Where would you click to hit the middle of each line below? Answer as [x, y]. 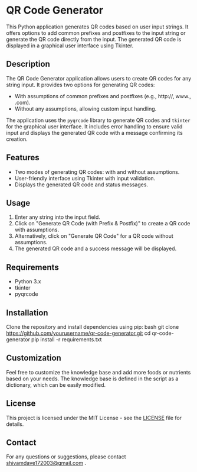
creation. [17, 139]
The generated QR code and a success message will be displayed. [96, 248]
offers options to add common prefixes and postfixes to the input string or [96, 33]
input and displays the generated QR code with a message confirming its [94, 132]
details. [15, 424]
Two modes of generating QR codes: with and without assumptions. [97, 172]
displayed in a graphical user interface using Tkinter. [70, 46]
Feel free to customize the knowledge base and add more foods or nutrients [98, 372]
